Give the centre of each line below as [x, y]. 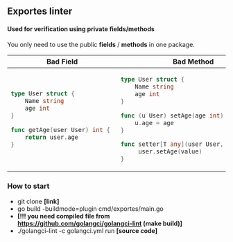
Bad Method [193, 62]
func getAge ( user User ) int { [61, 130]
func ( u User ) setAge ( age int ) [172, 115]
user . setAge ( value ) [170, 152]
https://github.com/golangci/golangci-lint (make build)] [100, 223]
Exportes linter [40, 11]
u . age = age [155, 123]
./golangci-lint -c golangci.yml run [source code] [87, 230]
